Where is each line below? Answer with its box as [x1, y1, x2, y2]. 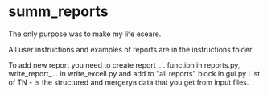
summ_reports [8, 2, 109, 21]
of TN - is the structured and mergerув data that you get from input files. [8, 77, 249, 87]
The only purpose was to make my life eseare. [8, 29, 162, 39]
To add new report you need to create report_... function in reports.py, [8, 60, 240, 70]
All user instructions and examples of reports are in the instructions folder [8, 44, 253, 54]
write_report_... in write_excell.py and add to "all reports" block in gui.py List [8, 68, 261, 78]
